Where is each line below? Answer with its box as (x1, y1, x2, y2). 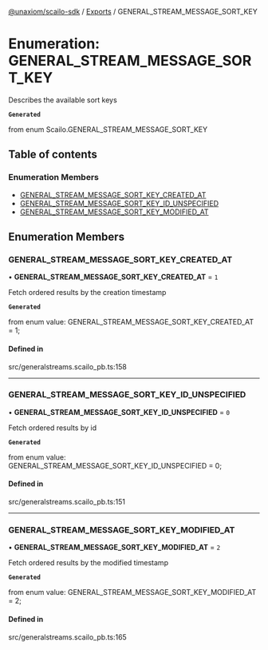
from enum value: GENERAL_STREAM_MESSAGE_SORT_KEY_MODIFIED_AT (8, 588, 257, 597)
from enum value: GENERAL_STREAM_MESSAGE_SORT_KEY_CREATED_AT (8, 317, 254, 327)
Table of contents (8, 148, 97, 162)
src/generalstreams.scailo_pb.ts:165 (8, 632, 128, 642)
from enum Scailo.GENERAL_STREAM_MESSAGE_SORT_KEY (8, 124, 208, 134)
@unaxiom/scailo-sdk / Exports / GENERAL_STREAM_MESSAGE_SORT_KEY (8, 7, 258, 16)
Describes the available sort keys (8, 95, 117, 105)
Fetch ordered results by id (8, 423, 97, 433)
